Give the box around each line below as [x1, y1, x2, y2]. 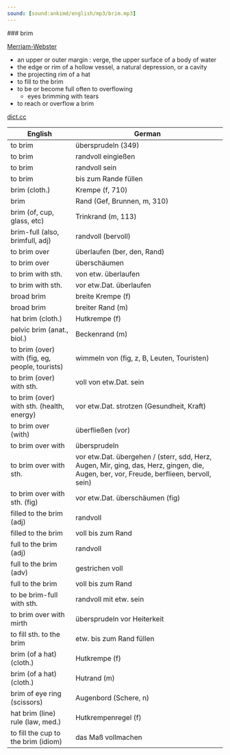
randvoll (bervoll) [75, 231, 131, 241]
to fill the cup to [10, 728, 61, 738]
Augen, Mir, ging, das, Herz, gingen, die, [75, 461, 204, 470]
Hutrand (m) [75, 673, 115, 683]
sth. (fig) [10, 497, 38, 507]
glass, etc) [10, 216, 44, 225]
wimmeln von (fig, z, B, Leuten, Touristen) [75, 353, 209, 362]
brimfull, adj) [10, 235, 51, 245]
